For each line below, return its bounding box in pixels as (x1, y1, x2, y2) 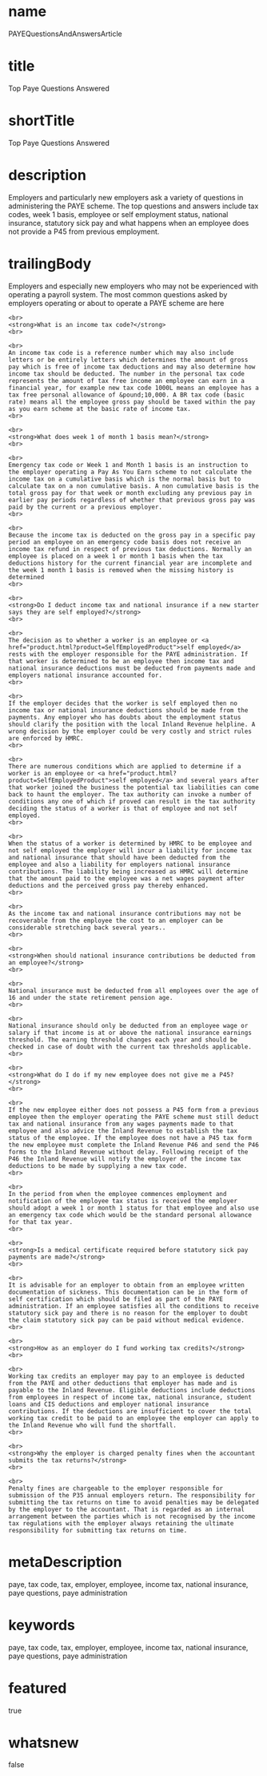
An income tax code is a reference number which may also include (8, 348, 234, 356)
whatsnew (8, 1734, 79, 1752)
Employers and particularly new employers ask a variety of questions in (8, 192, 244, 202)
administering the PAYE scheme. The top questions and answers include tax (8, 201, 259, 211)
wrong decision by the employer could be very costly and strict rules (8, 727, 252, 735)
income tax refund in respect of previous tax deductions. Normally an (8, 545, 252, 553)
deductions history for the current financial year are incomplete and (8, 559, 252, 567)
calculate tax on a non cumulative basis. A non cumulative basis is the (8, 481, 260, 490)
